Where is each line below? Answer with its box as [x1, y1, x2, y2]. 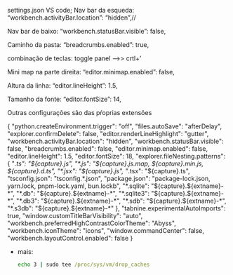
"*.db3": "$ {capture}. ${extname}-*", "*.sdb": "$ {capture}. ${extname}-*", [16, 196, 227, 205]
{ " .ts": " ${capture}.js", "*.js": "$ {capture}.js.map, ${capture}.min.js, [7, 159, 204, 168]
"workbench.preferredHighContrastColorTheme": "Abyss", [7, 219, 177, 227]
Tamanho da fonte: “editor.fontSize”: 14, [7, 95, 121, 103]
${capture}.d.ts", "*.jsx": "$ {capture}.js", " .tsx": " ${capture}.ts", [7, 167, 191, 175]
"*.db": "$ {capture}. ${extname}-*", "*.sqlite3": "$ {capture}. [16, 189, 187, 197]
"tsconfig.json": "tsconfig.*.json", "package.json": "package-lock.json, [7, 175, 211, 182]
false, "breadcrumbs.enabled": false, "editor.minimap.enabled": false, [7, 145, 208, 153]
